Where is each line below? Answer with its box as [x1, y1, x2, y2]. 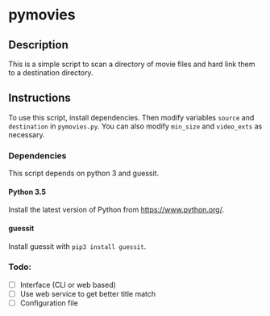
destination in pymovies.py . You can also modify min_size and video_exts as [8, 121, 263, 131]
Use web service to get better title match [19, 289, 156, 298]
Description [8, 38, 69, 52]
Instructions [8, 91, 71, 105]
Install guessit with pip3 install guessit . [8, 241, 147, 251]
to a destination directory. [8, 68, 94, 78]
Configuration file [19, 297, 78, 308]
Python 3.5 [8, 187, 47, 196]
